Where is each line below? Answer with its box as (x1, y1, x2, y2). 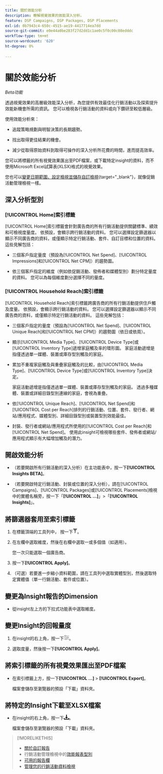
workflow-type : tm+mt (5, 34, 49, 39)
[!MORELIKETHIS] (16, 735, 53, 741)
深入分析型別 (5, 195, 44, 204)
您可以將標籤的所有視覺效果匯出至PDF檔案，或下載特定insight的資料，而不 (5, 157, 154, 163)
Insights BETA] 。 (12, 471, 47, 477)
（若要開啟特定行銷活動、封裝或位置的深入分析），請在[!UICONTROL (12, 481, 149, 487)
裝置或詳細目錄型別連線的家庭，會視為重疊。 (20, 390, 110, 396)
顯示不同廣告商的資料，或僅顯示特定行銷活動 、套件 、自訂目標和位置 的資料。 (5, 235, 158, 241)
